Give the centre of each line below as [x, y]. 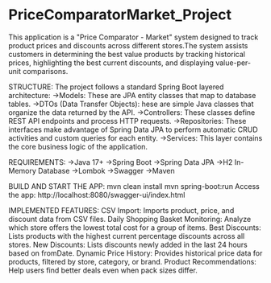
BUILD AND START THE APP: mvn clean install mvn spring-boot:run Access [134, 186]
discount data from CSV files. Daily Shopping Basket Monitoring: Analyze [130, 219]
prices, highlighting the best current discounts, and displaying [111, 63]
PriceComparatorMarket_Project [120, 15]
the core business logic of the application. [78, 146]
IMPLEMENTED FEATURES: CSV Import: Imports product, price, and [121, 210]
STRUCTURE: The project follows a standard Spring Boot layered [116, 87]
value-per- [233, 63]
